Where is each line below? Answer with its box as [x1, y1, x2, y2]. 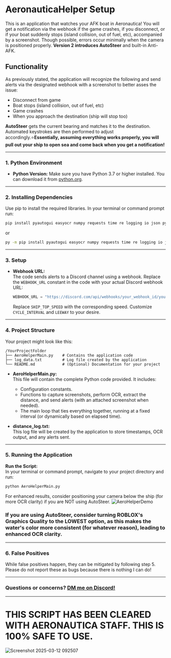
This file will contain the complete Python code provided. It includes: [12, 376, 157, 382]
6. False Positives [5, 550, 49, 557]
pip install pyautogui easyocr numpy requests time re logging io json [5, 221, 160, 226]
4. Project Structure [5, 327, 55, 334]
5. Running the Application [5, 451, 73, 459]
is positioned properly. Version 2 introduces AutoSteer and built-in [5, 42, 147, 48]
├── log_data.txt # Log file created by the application [5, 357, 147, 362]
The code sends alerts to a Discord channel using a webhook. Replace [12, 274, 161, 280]
